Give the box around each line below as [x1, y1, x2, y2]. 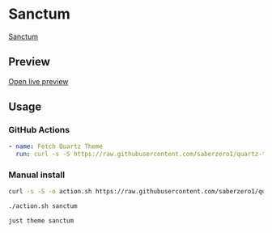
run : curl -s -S [15, 150, 70, 159]
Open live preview [8, 76, 69, 86]
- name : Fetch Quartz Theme [8, 142, 104, 150]
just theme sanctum [8, 217, 74, 225]
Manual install [8, 169, 66, 180]
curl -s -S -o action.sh [8, 188, 92, 196]
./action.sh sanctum [8, 202, 79, 210]
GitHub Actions [8, 125, 70, 136]
